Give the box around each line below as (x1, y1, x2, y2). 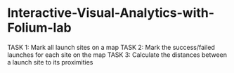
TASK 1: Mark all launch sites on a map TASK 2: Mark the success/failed (7, 43, 216, 51)
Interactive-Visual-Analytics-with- (7, 5, 215, 21)
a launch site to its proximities (7, 58, 93, 66)
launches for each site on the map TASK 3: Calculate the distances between (7, 51, 227, 59)
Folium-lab (7, 20, 72, 36)
